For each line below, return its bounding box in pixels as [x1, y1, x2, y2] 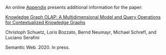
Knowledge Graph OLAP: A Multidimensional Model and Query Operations [5, 14, 161, 20]
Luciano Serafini [5, 35, 40, 40]
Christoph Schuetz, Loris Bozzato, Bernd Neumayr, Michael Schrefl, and [5, 29, 157, 35]
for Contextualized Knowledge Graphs [5, 20, 86, 25]
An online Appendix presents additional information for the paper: [5, 5, 143, 10]
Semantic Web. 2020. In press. [5, 44, 70, 50]
